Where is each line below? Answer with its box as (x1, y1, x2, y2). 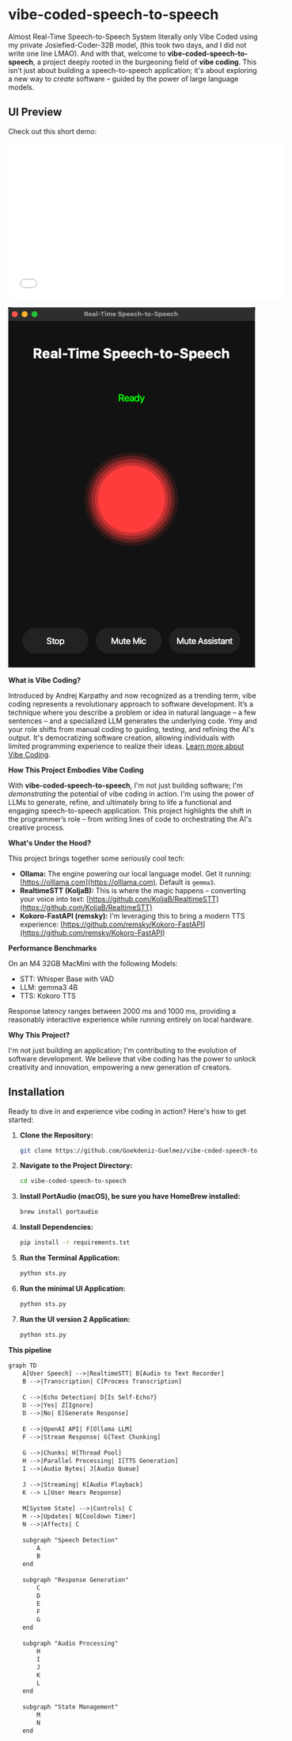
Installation (8, 1085, 65, 1099)
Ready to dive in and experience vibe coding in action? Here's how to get (8, 1106, 247, 1116)
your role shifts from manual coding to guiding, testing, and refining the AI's (8, 724, 255, 734)
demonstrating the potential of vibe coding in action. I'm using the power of (8, 788, 255, 799)
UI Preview (8, 106, 63, 119)
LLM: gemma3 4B (19, 982, 78, 992)
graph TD (8, 1362, 37, 1369)
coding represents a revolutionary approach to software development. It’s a (8, 699, 254, 708)
